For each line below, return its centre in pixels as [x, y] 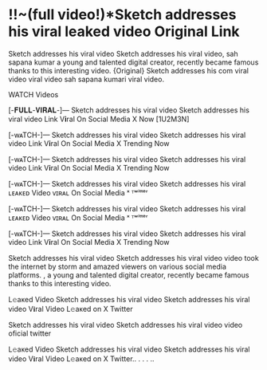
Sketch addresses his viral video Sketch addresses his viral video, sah [123, 53]
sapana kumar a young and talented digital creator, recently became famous [133, 62]
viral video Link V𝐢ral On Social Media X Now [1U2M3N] [99, 119]
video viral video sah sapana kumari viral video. [86, 79]
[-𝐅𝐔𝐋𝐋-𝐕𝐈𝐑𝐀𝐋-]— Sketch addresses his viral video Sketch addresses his [129, 110]
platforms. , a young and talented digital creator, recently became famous [129, 275]
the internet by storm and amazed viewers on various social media [118, 266]
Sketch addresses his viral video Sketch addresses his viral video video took [133, 258]
